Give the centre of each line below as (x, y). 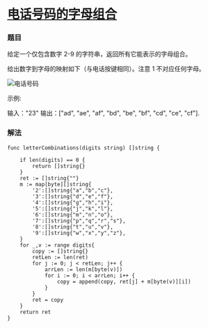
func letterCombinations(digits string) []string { (83, 148)
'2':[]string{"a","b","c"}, (73, 190)
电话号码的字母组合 (62, 14)
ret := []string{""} (49, 178)
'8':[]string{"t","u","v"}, (73, 227)
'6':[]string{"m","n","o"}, (73, 215)
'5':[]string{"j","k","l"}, (73, 208)
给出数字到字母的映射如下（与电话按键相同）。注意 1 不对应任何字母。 (106, 69)
